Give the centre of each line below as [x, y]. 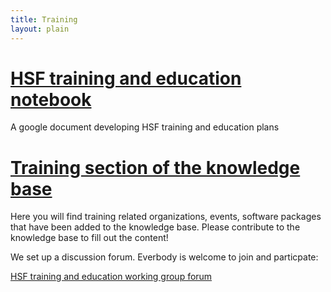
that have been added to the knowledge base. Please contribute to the [155, 227]
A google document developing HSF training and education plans [145, 127]
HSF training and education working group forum [111, 277]
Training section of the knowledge [155, 167]
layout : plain [40, 29]
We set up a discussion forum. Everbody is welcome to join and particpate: [164, 257]
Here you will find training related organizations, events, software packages [166, 217]
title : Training [44, 19]
